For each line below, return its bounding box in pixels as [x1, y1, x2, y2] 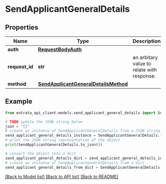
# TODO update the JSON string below [5, 119, 83, 124]
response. [132, 73, 156, 79]
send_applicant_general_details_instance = [5, 133, 96, 138]
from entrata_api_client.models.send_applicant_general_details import [5, 110, 156, 115]
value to [132, 60, 152, 67]
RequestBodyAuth [38, 46, 82, 53]
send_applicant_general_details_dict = [5, 155, 87, 161]
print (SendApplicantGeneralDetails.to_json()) [5, 142, 103, 147]
